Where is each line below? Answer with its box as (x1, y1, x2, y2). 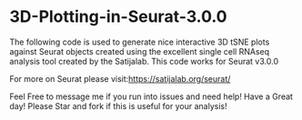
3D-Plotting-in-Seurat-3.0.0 (9, 6, 227, 27)
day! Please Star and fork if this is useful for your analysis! (9, 100, 227, 111)
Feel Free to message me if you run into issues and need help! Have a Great (9, 91, 294, 102)
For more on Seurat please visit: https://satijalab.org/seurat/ (9, 73, 231, 84)
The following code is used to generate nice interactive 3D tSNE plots (9, 36, 270, 47)
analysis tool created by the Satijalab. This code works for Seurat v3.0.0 (9, 55, 279, 66)
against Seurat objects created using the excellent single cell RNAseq (9, 45, 270, 56)
